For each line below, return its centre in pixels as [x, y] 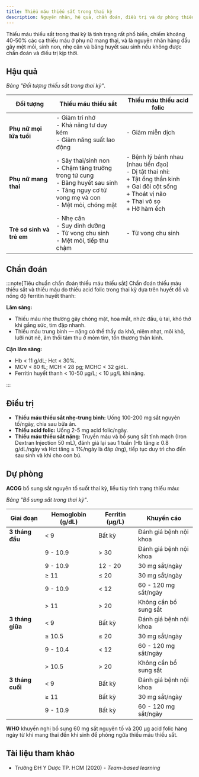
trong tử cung [75, 175]
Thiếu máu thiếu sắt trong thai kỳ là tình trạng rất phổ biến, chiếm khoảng [96, 34]
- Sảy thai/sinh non [83, 160]
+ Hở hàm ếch [146, 209]
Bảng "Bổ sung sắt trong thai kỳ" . [47, 500]
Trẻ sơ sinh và [30, 230]
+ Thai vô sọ [144, 201]
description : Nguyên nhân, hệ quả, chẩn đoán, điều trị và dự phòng [92, 17]
